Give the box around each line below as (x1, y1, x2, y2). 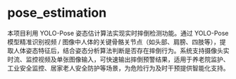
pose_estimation (7, 5, 107, 21)
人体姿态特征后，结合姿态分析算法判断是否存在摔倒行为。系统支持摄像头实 (13, 46, 230, 55)
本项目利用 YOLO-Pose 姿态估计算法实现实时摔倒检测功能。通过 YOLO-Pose (7, 29, 229, 37)
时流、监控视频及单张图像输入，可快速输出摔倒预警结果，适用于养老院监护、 (7, 55, 230, 64)
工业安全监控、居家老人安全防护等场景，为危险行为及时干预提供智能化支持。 (7, 64, 230, 72)
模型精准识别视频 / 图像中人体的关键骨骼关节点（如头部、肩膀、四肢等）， (7, 37, 220, 46)
